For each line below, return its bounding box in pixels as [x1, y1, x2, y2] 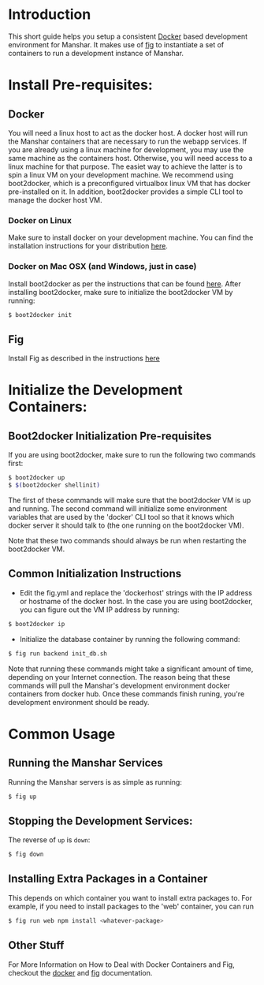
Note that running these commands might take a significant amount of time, [8, 664, 254, 673]
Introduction [8, 6, 91, 24]
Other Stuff [8, 938, 65, 952]
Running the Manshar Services [8, 756, 163, 770]
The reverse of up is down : [8, 835, 91, 845]
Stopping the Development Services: [8, 814, 193, 827]
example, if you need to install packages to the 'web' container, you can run [8, 901, 255, 911]
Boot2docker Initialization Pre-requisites [8, 429, 212, 442]
